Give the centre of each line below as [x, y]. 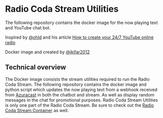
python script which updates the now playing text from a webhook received [81, 90]
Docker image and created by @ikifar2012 [47, 52]
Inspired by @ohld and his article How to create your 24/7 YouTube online [80, 37]
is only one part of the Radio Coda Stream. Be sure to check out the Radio [80, 105]
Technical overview [35, 67]
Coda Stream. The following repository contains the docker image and [76, 84]
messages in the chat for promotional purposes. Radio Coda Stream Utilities [81, 100]
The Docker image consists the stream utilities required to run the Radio [78, 79]
